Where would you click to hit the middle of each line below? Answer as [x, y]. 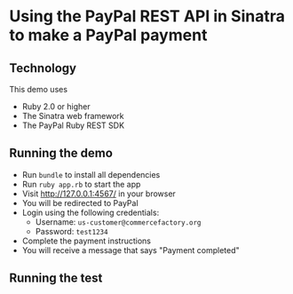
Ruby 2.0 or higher [56, 107]
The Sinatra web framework [73, 116]
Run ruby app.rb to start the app [81, 184]
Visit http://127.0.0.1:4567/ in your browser [99, 194]
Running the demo [61, 153]
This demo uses [39, 89]
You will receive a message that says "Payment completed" [131, 250]
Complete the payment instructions [86, 241]
